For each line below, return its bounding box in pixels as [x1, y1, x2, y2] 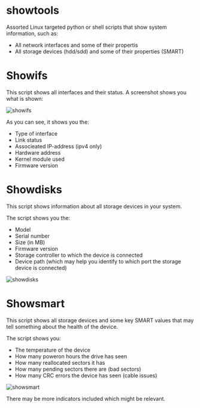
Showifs [6, 69, 48, 83]
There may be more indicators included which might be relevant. [6, 395, 166, 402]
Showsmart [6, 297, 65, 310]
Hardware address [14, 149, 61, 156]
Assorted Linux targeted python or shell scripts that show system [6, 23, 167, 31]
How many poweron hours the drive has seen [14, 352, 128, 360]
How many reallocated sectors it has [14, 359, 105, 366]
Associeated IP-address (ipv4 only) [14, 142, 102, 150]
